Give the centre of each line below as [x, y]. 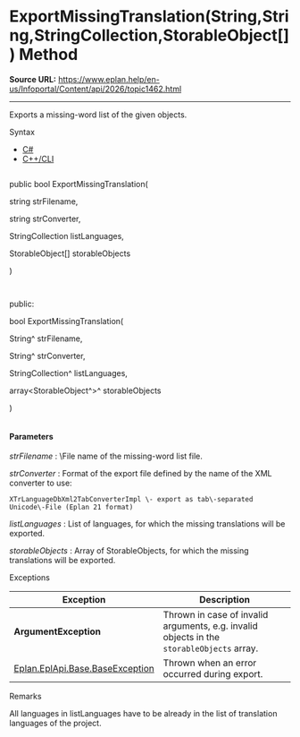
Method [49, 55]
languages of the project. [55, 724]
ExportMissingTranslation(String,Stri [149, 17]
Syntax [22, 132]
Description [225, 600]
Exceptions [30, 578]
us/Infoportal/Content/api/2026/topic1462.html [96, 89]
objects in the [192, 638]
